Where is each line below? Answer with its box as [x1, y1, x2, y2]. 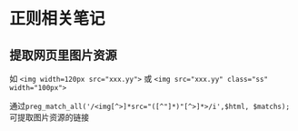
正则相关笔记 [9, 8, 106, 29]
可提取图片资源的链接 [9, 112, 89, 123]
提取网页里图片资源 [9, 47, 117, 63]
